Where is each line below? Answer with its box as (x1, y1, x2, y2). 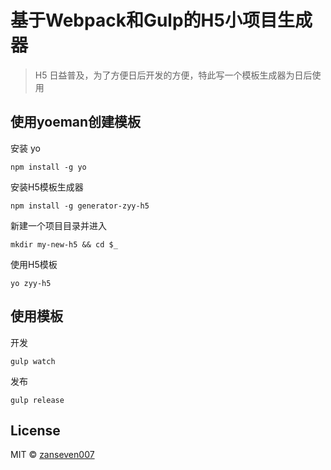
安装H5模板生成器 (10, 181, 84, 193)
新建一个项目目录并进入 (10, 219, 107, 231)
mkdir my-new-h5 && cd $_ (10, 239, 118, 250)
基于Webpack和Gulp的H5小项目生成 (10, 9, 313, 32)
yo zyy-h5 (10, 278, 52, 288)
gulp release (10, 395, 65, 405)
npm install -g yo (10, 162, 87, 172)
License (10, 422, 61, 439)
